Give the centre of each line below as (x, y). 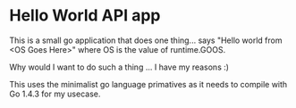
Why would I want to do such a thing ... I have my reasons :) (119, 67)
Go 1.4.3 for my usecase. (55, 94)
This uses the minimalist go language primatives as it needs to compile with (148, 84)
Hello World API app (85, 16)
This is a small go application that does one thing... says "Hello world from (146, 40)
